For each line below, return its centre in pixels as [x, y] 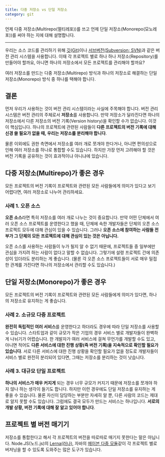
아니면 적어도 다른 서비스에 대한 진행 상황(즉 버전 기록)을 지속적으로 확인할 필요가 [82, 345]
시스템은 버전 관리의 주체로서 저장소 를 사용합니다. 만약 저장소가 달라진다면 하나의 [82, 115]
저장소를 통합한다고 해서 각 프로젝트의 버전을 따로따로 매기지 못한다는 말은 [76, 437]
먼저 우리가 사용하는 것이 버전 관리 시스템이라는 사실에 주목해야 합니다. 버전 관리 [82, 109]
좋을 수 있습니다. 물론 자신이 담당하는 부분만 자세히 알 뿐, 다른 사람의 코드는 [77, 395]
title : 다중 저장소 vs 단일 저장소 [36, 10]
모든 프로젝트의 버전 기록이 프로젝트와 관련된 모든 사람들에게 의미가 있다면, [77, 295]
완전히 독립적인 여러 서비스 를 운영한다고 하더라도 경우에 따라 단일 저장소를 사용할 [82, 326]
